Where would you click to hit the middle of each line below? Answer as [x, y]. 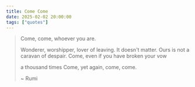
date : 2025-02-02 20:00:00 [39, 17]
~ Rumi [29, 78]
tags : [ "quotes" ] [27, 22]
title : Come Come [27, 11]
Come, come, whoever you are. [58, 39]
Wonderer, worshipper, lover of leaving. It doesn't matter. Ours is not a [105, 50]
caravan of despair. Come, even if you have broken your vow [94, 56]
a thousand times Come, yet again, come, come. [79, 67]
